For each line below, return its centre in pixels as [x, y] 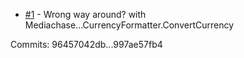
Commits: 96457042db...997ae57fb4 [86, 44]
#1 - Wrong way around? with [85, 14]
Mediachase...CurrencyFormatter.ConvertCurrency [129, 25]
